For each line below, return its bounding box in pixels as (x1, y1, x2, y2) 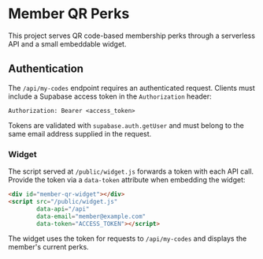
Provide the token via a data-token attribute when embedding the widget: (8, 175, 246, 185)
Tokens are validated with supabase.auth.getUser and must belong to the (8, 120, 244, 130)
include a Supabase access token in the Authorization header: (8, 92, 213, 101)
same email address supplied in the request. (8, 129, 152, 138)
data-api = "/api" (36, 205, 90, 213)
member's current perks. (8, 242, 89, 252)
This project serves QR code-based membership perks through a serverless (8, 31, 256, 40)
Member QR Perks (8, 5, 130, 23)
